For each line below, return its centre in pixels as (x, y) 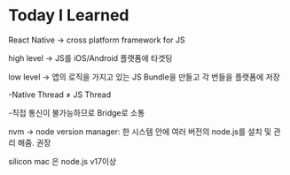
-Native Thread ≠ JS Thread (60, 95)
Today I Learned (69, 15)
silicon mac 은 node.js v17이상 (63, 161)
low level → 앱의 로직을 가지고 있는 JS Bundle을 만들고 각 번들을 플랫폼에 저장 (144, 77)
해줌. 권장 (34, 142)
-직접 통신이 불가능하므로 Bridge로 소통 (77, 112)
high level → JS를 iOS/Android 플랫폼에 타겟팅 (90, 57)
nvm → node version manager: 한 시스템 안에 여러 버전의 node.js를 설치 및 (140, 131)
